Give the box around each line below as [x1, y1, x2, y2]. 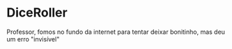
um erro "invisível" [6, 35, 60, 43]
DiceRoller [6, 5, 68, 21]
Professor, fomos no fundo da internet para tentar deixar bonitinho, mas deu [6, 28, 226, 36]
